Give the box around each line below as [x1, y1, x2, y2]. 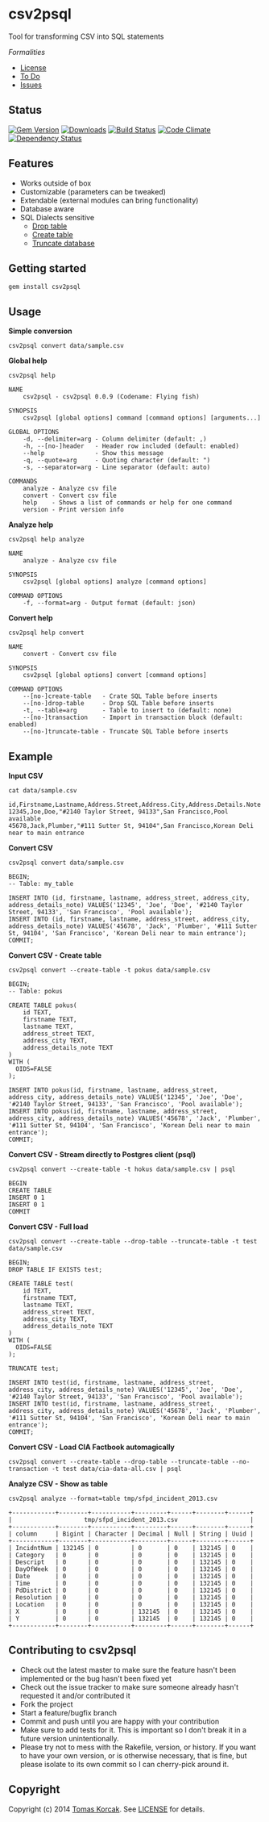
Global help [8, 356, 48, 366]
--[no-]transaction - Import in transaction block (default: [23, 713, 243, 722]
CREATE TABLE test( [8, 1280, 74, 1288]
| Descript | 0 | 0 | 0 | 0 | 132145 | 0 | [8, 1558, 254, 1566]
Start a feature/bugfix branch [19, 1707, 117, 1717]
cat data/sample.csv [8, 787, 78, 795]
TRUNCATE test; [8, 1364, 60, 1373]
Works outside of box [19, 178, 92, 188]
